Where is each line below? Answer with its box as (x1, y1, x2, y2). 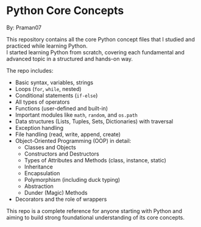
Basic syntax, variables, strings (15, 79, 94, 86)
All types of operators (15, 98, 70, 106)
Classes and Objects (24, 143, 76, 151)
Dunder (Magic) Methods (24, 189, 88, 196)
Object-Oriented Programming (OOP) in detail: (15, 137, 132, 144)
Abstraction (24, 182, 54, 190)
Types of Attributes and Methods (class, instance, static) (24, 156, 166, 164)
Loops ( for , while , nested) (15, 85, 82, 92)
